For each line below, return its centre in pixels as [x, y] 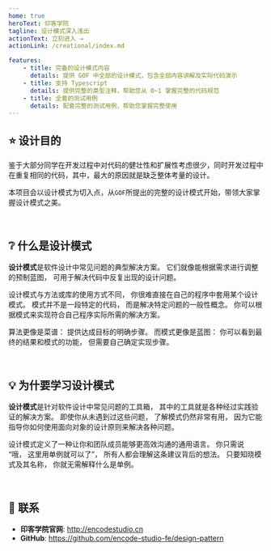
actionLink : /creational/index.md [67, 46]
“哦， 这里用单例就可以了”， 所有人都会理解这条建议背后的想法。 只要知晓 [131, 454]
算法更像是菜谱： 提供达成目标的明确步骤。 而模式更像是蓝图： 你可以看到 [132, 332]
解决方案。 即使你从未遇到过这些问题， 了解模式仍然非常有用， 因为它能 [142, 417]
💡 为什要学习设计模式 [61, 386]
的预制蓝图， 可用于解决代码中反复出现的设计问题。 [94, 277]
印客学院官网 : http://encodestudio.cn [82, 529]
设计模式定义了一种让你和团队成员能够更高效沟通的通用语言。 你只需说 [126, 444]
